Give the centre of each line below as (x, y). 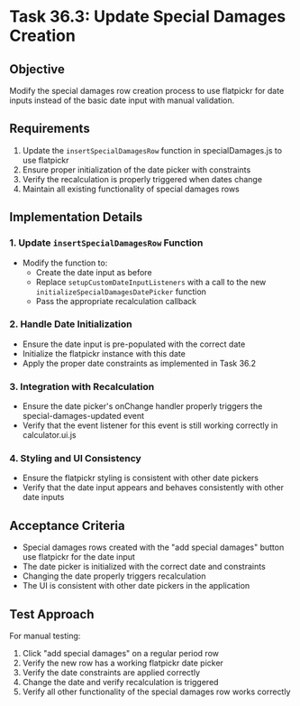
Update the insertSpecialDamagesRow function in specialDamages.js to (152, 150)
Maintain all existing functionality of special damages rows (131, 189)
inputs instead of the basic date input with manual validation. (122, 100)
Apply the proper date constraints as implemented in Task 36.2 (139, 363)
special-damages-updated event (83, 416)
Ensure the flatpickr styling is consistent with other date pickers (141, 478)
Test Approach (52, 614)
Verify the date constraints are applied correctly (111, 673)
